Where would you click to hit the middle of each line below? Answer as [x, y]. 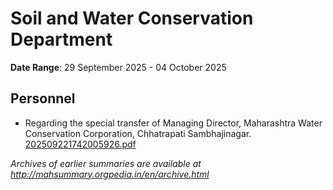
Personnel [43, 98]
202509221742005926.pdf [80, 144]
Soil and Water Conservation [132, 18]
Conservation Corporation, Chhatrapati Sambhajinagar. [138, 133]
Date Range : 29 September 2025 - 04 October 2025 [118, 67]
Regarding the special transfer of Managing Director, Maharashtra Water [173, 123]
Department [61, 39]
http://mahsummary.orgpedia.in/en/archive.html [110, 174]
